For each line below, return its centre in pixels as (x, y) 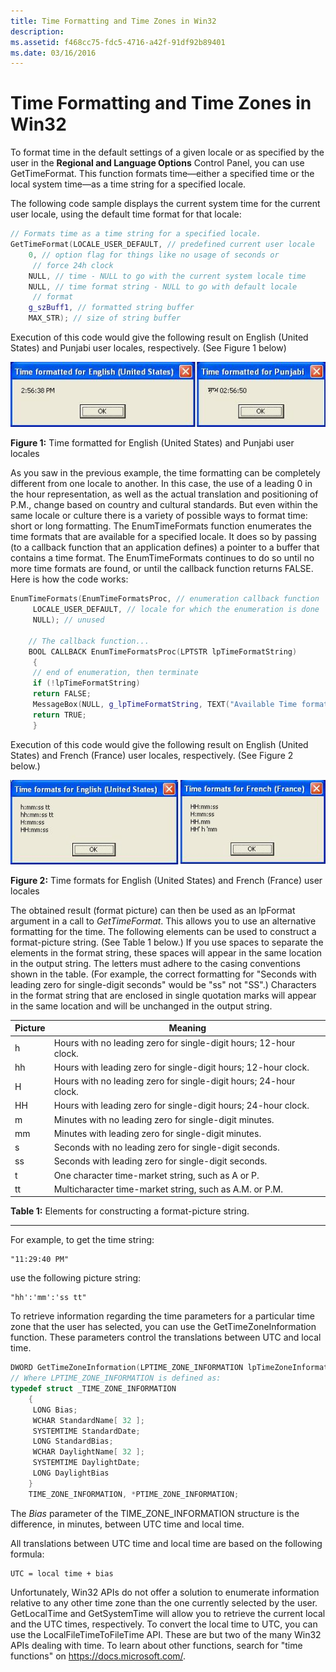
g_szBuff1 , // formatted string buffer (111, 308)
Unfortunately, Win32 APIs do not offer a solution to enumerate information (165, 1592)
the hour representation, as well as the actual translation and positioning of (164, 494)
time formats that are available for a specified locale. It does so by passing (163, 537)
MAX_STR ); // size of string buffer (105, 318)
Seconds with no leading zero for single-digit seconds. (166, 1147)
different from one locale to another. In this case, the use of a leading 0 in (161, 484)
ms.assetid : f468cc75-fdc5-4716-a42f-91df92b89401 (118, 42)
